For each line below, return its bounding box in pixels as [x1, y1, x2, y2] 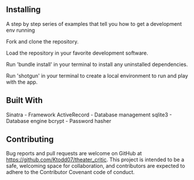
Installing [6, 5, 41, 15]
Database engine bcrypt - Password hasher [6, 117, 111, 124]
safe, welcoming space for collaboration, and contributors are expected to [6, 162, 186, 169]
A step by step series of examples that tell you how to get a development [6, 20, 182, 27]
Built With [6, 95, 43, 105]
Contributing [6, 135, 54, 145]
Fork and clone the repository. [6, 38, 79, 45]
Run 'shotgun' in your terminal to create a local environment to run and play [6, 72, 189, 79]
